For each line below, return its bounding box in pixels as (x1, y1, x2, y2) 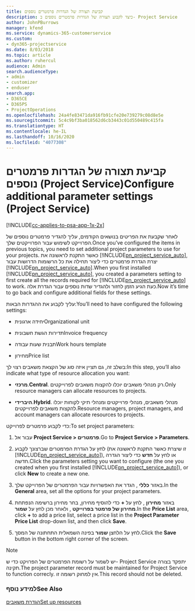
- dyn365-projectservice (6, 42, 67, 47)
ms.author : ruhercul (6, 57, 57, 63)
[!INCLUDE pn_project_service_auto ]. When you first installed (6, 264, 151, 271)
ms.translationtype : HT (6, 123, 64, 129)
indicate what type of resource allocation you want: (6, 369, 130, 376)
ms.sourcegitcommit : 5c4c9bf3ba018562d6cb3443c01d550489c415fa (6, 118, 164, 124)
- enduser (6, 85, 30, 91)
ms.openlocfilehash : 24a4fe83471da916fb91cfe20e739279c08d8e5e (6, 112, 164, 118)
